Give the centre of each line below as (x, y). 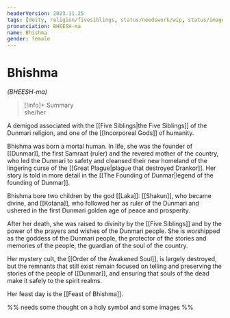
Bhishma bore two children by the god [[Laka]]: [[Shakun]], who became (110, 196)
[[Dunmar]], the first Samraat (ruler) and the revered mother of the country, (113, 154)
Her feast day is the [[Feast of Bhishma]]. (65, 294)
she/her (35, 112)
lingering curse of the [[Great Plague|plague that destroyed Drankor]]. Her (112, 168)
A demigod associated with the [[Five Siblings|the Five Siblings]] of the (107, 126)
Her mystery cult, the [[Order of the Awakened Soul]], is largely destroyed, (112, 259)
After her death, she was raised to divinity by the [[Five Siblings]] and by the (115, 224)
